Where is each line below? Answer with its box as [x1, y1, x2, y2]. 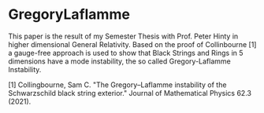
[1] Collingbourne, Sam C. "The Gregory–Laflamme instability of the [8, 80, 227, 89]
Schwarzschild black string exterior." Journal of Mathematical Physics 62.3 [8, 88, 252, 97]
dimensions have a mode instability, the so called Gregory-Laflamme [8, 56, 231, 66]
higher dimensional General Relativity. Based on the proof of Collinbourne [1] [8, 39, 257, 49]
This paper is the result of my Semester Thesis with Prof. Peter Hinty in [8, 31, 239, 41]
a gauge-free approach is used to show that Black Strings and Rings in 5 [8, 48, 244, 57]
